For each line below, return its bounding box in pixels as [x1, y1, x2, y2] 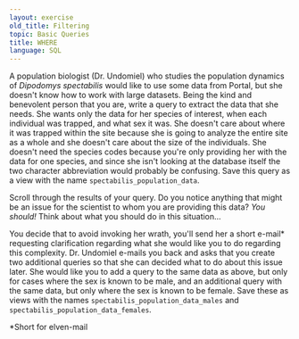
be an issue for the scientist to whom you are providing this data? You [9, 202, 266, 212]
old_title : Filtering [9, 21, 90, 30]
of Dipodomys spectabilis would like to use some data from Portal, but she [9, 80, 283, 91]
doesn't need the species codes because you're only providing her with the [9, 146, 287, 157]
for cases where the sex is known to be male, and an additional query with [9, 276, 283, 286]
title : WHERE [9, 37, 58, 47]
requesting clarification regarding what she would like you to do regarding [9, 238, 281, 249]
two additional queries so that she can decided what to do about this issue [9, 257, 283, 268]
